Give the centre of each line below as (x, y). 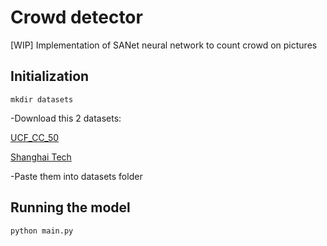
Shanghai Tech (41, 157)
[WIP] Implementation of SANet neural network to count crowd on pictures (164, 45)
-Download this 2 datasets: (66, 118)
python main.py (42, 231)
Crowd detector (76, 17)
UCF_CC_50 (35, 137)
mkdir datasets (42, 99)
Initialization (50, 76)
